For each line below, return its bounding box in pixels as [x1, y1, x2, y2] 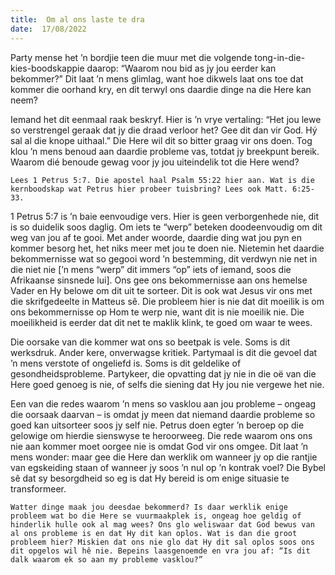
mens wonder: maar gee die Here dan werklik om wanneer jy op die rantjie [10, 451, 318, 463]
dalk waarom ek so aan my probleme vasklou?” [10, 554, 203, 565]
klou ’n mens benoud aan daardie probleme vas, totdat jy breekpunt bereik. [10, 145, 320, 157]
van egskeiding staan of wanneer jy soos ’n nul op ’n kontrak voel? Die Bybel [10, 461, 326, 473]
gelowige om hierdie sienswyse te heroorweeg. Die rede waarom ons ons [10, 429, 313, 441]
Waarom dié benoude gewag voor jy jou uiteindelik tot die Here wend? [10, 156, 300, 168]
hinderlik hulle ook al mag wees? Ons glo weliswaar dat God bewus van [10, 519, 315, 530]
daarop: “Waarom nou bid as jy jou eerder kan [86, 62, 277, 74]
